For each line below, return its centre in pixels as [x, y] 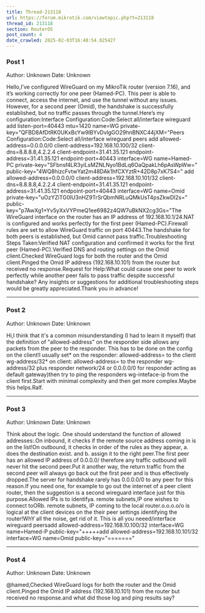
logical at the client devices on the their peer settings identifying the [92, 512]
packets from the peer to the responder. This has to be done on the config [100, 348]
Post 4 [16, 559]
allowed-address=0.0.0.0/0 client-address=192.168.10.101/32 [82, 178]
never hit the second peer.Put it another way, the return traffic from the [95, 466]
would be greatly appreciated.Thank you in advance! [72, 289]
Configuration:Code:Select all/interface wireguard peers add [82, 139]
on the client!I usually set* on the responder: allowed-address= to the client [101, 355]
